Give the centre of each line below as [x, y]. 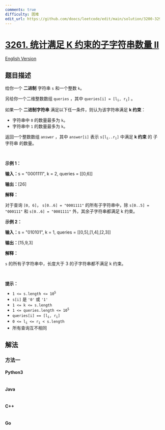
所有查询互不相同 [29, 328]
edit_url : [15, 19]
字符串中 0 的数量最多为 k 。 [40, 120]
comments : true [21, 10]
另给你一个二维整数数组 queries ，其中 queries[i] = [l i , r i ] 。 [70, 99]
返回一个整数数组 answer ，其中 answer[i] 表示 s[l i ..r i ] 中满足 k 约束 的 [79, 137]
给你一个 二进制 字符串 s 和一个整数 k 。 [45, 88]
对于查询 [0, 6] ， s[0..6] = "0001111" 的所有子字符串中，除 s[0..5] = [77, 205]
